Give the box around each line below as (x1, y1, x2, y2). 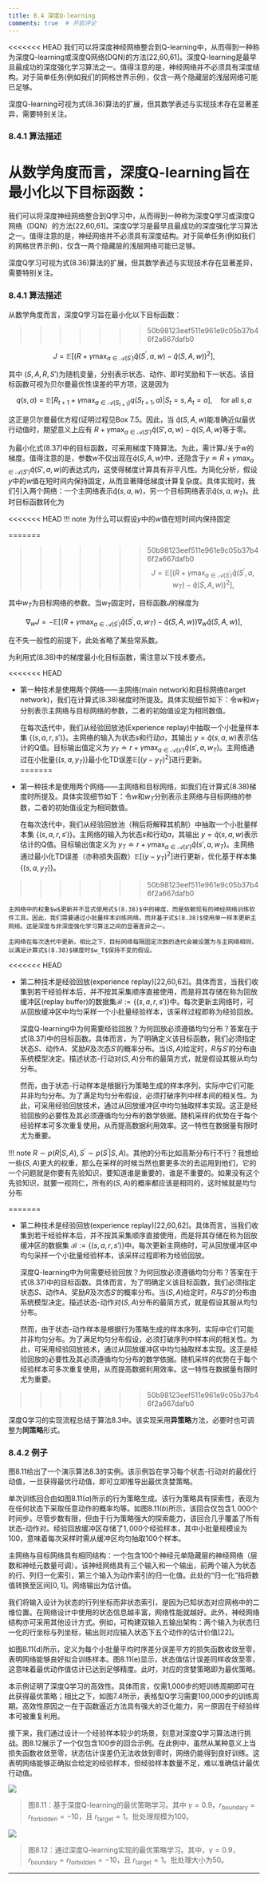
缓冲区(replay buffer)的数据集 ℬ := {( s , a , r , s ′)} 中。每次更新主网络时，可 (19, 997, 254, 1007)
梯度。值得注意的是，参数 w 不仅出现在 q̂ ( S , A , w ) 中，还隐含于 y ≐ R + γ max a (8, 453, 254, 464)
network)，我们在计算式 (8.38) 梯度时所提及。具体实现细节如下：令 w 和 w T (19, 694, 259, 706)
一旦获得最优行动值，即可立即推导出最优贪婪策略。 (29, 1477, 197, 1487)
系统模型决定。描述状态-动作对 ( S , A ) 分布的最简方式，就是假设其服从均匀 (19, 1297, 258, 1307)
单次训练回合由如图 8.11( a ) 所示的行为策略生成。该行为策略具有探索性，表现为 (8, 1494, 260, 1503)
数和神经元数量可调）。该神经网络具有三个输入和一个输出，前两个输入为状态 (8, 1561, 257, 1570)
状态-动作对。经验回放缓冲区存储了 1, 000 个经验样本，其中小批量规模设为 (8, 1523, 248, 1534)
